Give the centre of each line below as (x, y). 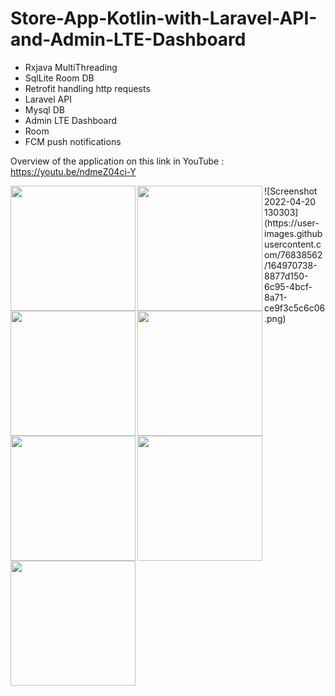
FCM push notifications (73, 141)
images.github (293, 233)
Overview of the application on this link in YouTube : (117, 161)
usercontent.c (293, 244)
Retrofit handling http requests (87, 88)
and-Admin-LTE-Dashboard (128, 39)
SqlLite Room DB (59, 78)
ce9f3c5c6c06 (295, 308)
